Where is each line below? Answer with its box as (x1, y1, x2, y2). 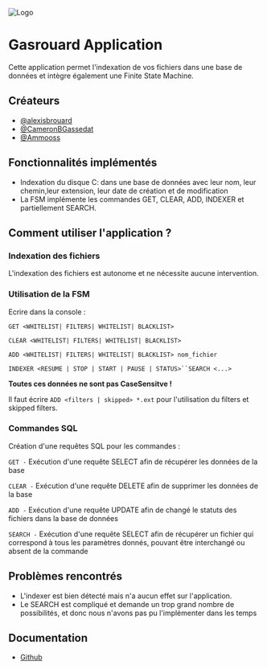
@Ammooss (19, 133, 61, 142)
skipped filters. (8, 403, 58, 412)
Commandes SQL (8, 423, 78, 434)
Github (19, 652, 43, 663)
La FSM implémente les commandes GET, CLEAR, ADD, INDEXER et (19, 194, 244, 204)
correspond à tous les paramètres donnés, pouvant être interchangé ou (8, 537, 245, 547)
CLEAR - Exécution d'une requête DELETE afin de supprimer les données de (8, 481, 259, 490)
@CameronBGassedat (19, 124, 94, 133)
